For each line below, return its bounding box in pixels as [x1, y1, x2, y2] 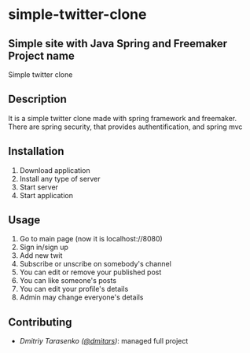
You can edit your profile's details [19, 285, 129, 294]
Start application [19, 190, 73, 200]
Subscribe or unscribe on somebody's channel [19, 259, 171, 269]
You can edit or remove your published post [19, 267, 162, 277]
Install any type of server [19, 174, 101, 183]
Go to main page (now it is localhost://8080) [19, 234, 163, 244]
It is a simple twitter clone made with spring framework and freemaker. [8, 113, 237, 123]
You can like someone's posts [19, 276, 116, 285]
